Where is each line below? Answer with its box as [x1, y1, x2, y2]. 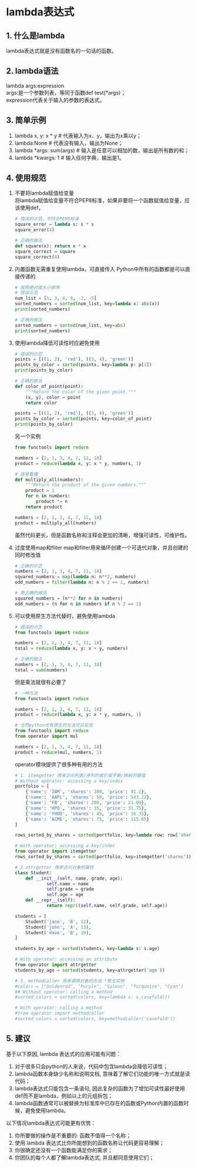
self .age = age [46, 892, 84, 898]
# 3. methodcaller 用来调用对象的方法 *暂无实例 [14, 978, 125, 984]
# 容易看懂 [14, 471, 38, 477]
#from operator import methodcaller [14, 1011, 105, 1016]
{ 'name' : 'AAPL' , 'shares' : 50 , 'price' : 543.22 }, [25, 794, 152, 800]
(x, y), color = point [25, 394, 81, 400]
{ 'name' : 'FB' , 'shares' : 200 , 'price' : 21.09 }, [25, 800, 147, 806]
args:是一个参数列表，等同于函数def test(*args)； [6, 89, 126, 96]
